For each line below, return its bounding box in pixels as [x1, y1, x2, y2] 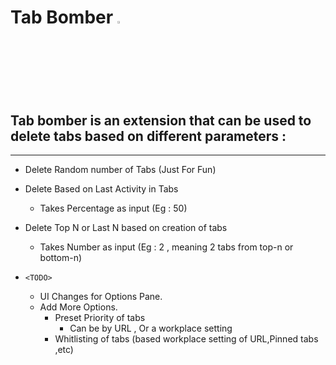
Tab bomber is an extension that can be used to [10, 112, 312, 129]
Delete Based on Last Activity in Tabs [24, 183, 179, 195]
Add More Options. [39, 301, 118, 313]
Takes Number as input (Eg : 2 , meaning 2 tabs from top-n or [39, 241, 294, 253]
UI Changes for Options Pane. [39, 291, 163, 302]
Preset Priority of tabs [54, 312, 146, 323]
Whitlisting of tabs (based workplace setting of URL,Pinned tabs [54, 333, 319, 345]
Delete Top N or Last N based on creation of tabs [24, 222, 228, 233]
